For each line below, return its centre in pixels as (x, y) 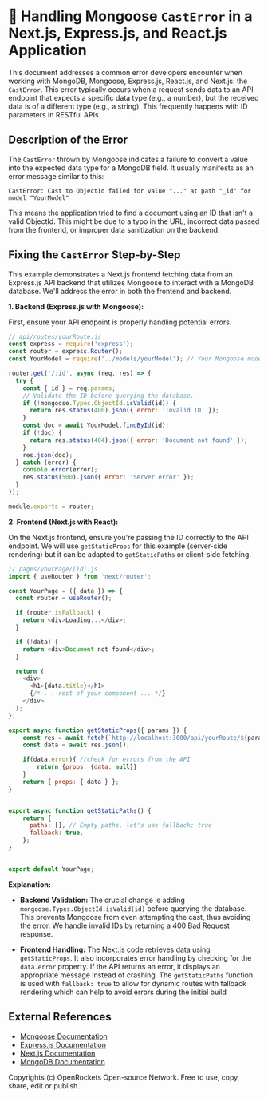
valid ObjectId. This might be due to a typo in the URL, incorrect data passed (134, 221)
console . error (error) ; (60, 470)
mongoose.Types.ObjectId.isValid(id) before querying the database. (133, 908)
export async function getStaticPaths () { (80, 810)
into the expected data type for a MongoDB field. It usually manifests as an (131, 168)
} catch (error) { (46, 463)
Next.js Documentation (57, 1053)
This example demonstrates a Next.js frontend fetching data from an (120, 274)
